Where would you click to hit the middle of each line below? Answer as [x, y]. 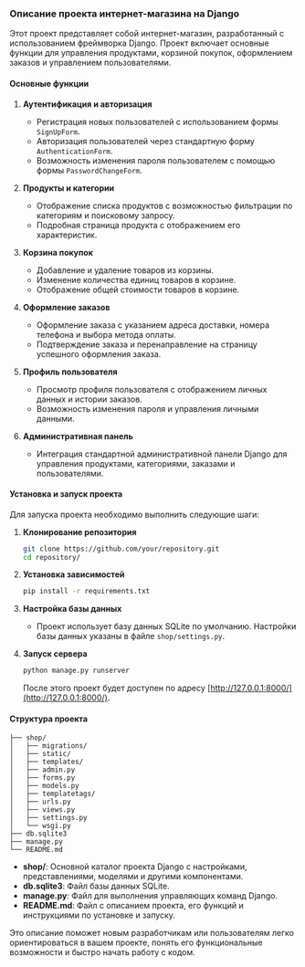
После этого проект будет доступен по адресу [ [116, 688]
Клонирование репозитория [79, 531]
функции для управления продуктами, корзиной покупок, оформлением [151, 53]
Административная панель [78, 436]
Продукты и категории [68, 188]
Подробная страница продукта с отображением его [138, 225]
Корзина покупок [58, 252]
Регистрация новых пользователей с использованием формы [157, 121]
